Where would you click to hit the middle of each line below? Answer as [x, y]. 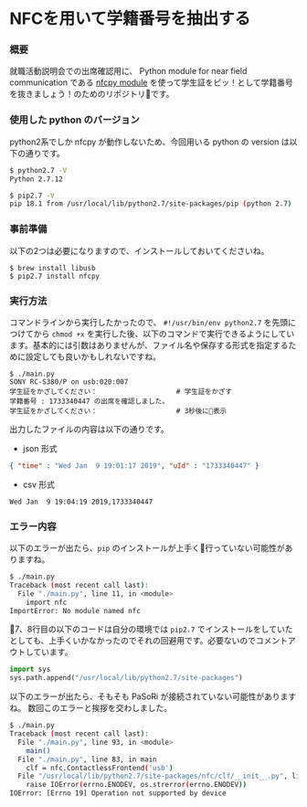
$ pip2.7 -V [32, 196]
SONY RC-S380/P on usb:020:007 [69, 382]
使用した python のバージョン [74, 120]
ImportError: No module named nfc [75, 611]
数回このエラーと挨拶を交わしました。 [99, 708]
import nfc [47, 602]
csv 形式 [38, 484]
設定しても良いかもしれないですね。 [93, 356]
